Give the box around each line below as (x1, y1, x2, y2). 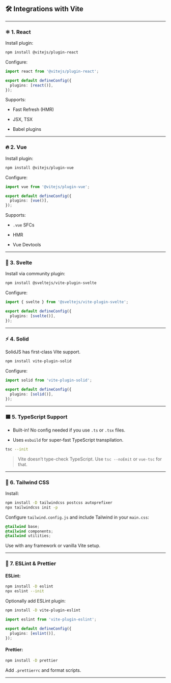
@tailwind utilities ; (5, 533, 51, 538)
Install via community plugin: (5, 271, 65, 277)
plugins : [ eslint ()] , (10, 631, 56, 636)
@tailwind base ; (5, 524, 40, 529)
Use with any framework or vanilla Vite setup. (5, 543, 101, 549)
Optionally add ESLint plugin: (5, 598, 66, 604)
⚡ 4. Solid (5, 335, 29, 343)
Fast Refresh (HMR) (12, 106, 54, 112)
